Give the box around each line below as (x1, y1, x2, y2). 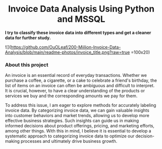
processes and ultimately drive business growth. (20, 138, 118, 144)
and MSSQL (57, 14, 105, 25)
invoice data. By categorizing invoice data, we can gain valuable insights (5, 107, 149, 113)
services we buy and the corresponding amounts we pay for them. (5, 93, 138, 99)
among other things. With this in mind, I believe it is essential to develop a (5, 128, 151, 134)
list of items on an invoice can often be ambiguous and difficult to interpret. (5, 83, 155, 89)
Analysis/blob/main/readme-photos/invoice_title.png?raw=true (5, 49, 130, 55)
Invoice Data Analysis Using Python (8, 3, 155, 15)
